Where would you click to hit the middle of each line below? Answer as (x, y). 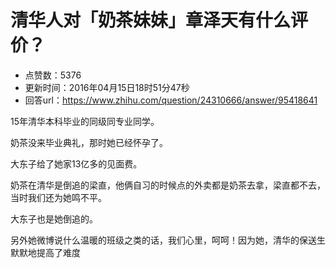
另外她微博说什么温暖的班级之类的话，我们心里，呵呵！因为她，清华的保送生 (168, 240)
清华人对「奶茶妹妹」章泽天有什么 (151, 20)
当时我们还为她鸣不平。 (58, 197)
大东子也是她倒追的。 (54, 218)
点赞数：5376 (53, 75)
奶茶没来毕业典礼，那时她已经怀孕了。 (89, 142)
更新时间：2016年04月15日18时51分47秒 (107, 87)
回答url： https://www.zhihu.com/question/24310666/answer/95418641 (171, 100)
